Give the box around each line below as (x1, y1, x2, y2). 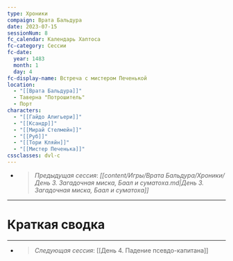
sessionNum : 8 (7, 29, 49, 37)
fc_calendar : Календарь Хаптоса (7, 36, 101, 43)
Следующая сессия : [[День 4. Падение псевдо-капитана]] (34, 246, 209, 254)
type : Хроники (7, 10, 49, 17)
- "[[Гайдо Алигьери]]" (13, 113, 82, 120)
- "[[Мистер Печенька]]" (13, 146, 85, 153)
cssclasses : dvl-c (7, 152, 60, 160)
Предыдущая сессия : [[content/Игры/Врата (34, 171, 164, 179)
